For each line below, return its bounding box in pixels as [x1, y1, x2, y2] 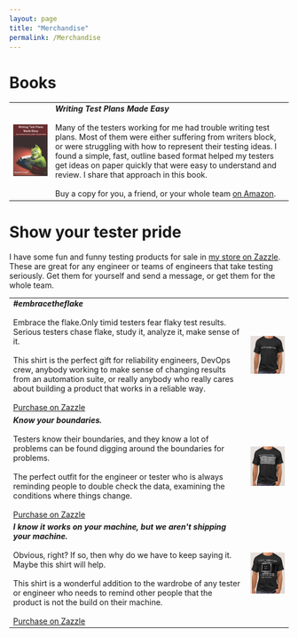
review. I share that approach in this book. [54, 170, 208, 180]
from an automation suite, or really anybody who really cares [12, 374, 234, 385]
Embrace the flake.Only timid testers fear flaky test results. [12, 317, 226, 328]
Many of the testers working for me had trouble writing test [54, 123, 271, 133]
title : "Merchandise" [9, 23, 90, 33]
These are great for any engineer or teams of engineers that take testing [9, 260, 273, 271]
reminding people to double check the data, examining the [12, 481, 225, 491]
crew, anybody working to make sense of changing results [12, 364, 226, 375]
